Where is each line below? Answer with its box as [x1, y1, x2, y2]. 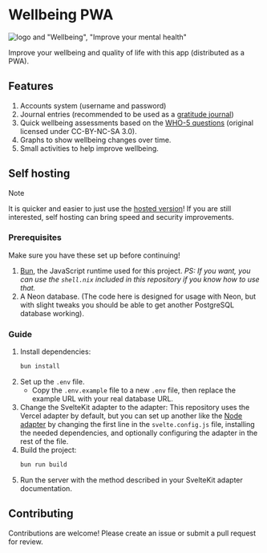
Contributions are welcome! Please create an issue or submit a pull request [8, 528, 257, 538]
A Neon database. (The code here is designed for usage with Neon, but [19, 291, 257, 301]
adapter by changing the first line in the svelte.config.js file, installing [19, 420, 255, 429]
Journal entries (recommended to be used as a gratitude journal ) [19, 109, 234, 119]
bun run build [19, 461, 67, 469]
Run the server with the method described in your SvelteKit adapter [19, 475, 243, 485]
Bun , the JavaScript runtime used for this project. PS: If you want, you [19, 266, 251, 275]
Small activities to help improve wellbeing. [19, 143, 159, 153]
